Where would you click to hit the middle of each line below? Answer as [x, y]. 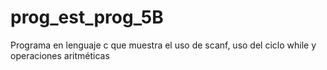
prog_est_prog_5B [87, 17]
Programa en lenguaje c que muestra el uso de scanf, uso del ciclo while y [163, 45]
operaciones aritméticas [60, 55]
